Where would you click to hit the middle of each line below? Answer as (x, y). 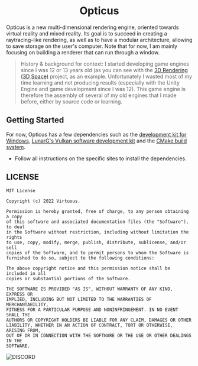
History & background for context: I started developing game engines (105, 64)
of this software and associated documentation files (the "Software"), (98, 222)
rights (14, 237)
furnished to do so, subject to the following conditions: (80, 258)
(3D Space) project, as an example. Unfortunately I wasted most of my (106, 76)
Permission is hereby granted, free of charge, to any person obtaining (98, 211)
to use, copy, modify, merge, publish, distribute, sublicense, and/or (96, 242)
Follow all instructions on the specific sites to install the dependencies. (100, 158)
